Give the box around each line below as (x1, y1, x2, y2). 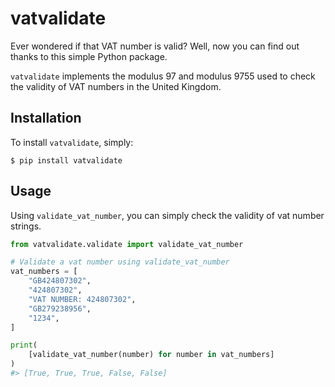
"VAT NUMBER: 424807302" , (28, 294, 137, 304)
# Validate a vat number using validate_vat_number (10, 257, 230, 267)
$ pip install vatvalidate (10, 155, 123, 166)
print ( (10, 340, 38, 351)
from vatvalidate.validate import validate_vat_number (10, 239, 244, 249)
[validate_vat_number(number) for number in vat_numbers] (28, 350, 275, 360)
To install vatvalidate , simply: (10, 136, 134, 148)
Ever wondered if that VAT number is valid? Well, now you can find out (10, 40, 300, 52)
